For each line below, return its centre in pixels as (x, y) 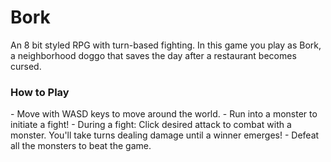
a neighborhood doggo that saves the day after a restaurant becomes (153, 55)
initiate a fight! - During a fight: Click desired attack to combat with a (151, 125)
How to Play (40, 92)
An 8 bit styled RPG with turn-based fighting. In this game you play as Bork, (166, 45)
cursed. (26, 66)
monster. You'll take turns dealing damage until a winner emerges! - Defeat (165, 135)
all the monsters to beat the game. (81, 146)
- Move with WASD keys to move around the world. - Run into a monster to (164, 114)
